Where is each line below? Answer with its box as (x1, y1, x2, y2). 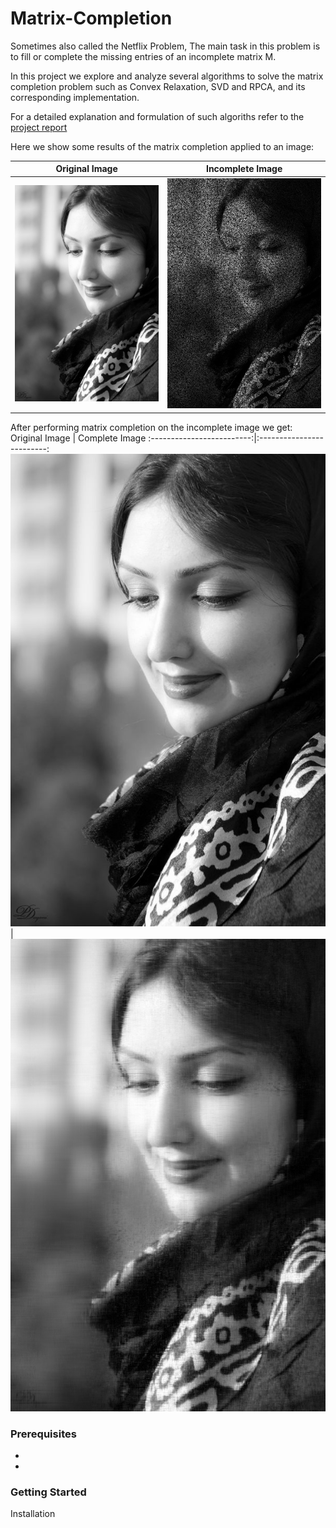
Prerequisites (10, 1427, 77, 1441)
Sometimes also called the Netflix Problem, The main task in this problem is (10, 40, 321, 52)
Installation (10, 1508, 56, 1520)
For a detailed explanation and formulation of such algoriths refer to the (10, 110, 305, 122)
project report (10, 121, 68, 133)
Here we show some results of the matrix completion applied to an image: (10, 140, 315, 152)
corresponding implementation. (10, 91, 140, 103)
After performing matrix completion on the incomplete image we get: (10, 421, 293, 433)
